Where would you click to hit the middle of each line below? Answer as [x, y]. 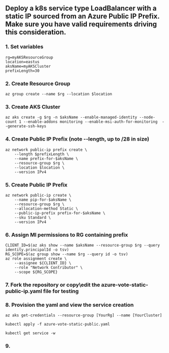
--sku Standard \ [33, 218]
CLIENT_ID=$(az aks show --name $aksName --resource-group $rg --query [82, 246]
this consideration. [36, 32]
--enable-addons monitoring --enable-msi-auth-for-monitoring [91, 122]
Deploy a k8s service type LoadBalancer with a [81, 8]
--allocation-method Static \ [46, 208]
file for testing [61, 291]
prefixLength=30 [22, 71]
